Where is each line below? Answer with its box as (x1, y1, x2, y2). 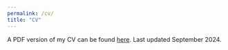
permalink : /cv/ (7, 10, 54, 17)
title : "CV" (7, 16, 41, 23)
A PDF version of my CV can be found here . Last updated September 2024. (7, 35, 222, 43)
